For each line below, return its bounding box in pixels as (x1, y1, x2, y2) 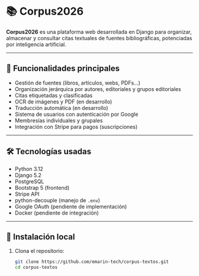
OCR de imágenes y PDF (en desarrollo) (14, 98, 113, 105)
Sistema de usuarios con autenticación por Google (14, 111, 139, 118)
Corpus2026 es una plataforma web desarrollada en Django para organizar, (6, 28, 192, 35)
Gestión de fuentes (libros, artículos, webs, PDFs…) (14, 79, 141, 86)
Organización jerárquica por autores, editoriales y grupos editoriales (14, 85, 182, 92)
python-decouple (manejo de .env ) (14, 196, 101, 204)
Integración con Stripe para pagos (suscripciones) (14, 123, 138, 130)
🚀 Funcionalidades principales (6, 63, 120, 74)
